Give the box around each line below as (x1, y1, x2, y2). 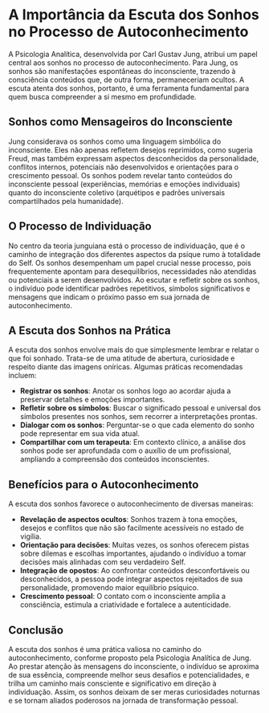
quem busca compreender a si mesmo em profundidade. (8, 92, 197, 101)
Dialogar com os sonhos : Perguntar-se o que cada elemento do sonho (19, 420, 255, 430)
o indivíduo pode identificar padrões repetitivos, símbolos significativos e (8, 283, 251, 293)
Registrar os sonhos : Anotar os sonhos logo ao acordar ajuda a (19, 386, 231, 396)
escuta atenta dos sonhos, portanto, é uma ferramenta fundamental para (8, 83, 250, 93)
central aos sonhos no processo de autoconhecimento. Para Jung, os (8, 58, 238, 67)
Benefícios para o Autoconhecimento (8, 478, 199, 491)
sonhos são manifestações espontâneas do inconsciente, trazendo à (8, 66, 236, 75)
